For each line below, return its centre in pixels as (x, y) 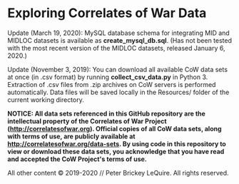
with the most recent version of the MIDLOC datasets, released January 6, (117, 48)
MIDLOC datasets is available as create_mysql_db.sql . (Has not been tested (120, 40)
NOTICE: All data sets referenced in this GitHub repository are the (106, 113)
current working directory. (46, 99)
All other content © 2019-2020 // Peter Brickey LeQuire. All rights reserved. (118, 173)
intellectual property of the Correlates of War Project (87, 121)
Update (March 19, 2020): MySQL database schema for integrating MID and (118, 33)
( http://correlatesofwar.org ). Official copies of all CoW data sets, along (115, 128)
